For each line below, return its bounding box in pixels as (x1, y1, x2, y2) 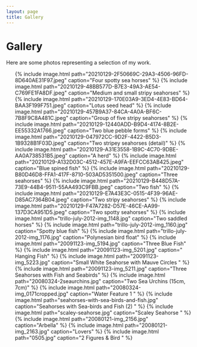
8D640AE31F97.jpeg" (14, 77, 67, 84)
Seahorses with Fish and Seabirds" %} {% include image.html (14, 271, 166, 278)
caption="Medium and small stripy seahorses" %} (67, 89, 190, 96)
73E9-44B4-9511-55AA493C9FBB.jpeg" (14, 184, 114, 191)
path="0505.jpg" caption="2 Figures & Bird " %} (14, 335, 133, 342)
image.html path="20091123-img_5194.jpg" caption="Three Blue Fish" (14, 240, 186, 247)
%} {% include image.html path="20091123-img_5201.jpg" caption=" (14, 247, 183, 254)
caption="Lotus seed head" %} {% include (67, 102, 172, 109)
